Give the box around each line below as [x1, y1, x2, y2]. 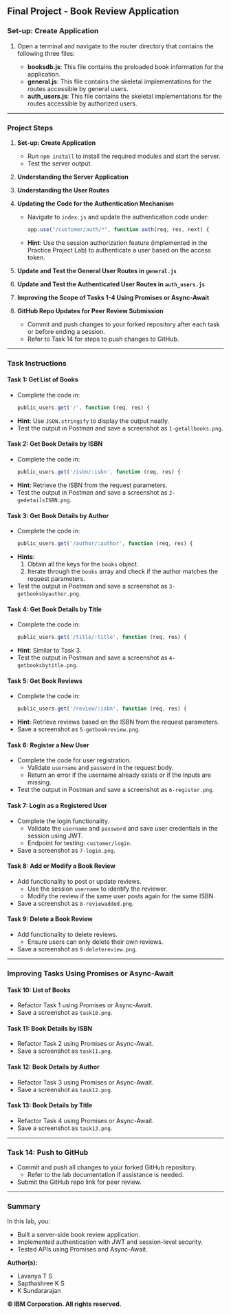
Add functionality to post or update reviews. [16, 877, 142, 885]
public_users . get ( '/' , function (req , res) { [16, 404, 150, 411]
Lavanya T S [16, 1272, 53, 1281]
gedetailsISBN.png [16, 497, 70, 504]
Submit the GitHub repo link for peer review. [16, 1178, 142, 1186]
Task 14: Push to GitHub [7, 1147, 89, 1157]
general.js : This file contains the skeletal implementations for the [27, 77, 212, 86]
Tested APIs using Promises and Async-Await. [16, 1245, 148, 1254]
